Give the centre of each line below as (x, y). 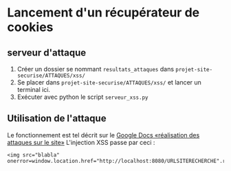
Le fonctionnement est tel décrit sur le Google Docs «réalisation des (103, 135)
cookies (30, 27)
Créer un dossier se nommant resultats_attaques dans (95, 69)
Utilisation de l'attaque (57, 118)
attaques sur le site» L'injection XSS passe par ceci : (81, 142)
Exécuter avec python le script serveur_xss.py (82, 97)
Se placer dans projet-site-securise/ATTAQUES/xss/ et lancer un (109, 82)
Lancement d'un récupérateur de (103, 13)
